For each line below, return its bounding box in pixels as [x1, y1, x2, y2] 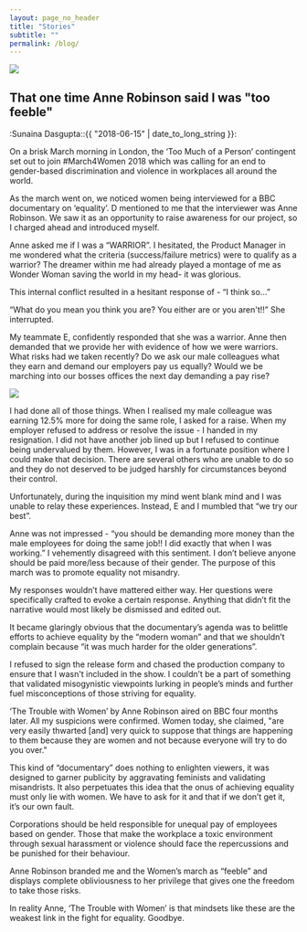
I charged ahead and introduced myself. [9, 222, 160, 233]
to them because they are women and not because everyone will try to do [9, 735, 288, 746]
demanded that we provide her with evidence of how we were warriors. [9, 342, 279, 353]
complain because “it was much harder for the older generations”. [9, 641, 258, 652]
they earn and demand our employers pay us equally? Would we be [9, 361, 263, 372]
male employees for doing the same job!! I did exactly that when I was [9, 538, 272, 549]
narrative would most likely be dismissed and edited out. [9, 604, 222, 615]
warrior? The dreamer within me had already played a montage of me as [9, 259, 281, 270]
